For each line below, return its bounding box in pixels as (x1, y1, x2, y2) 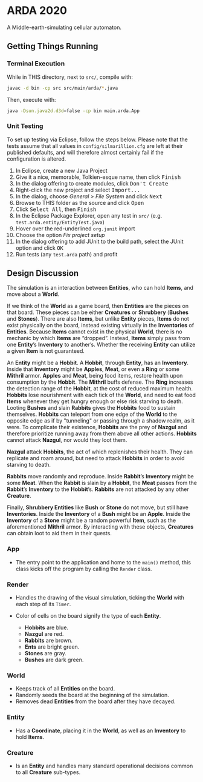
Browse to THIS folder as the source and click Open (15, 199, 144, 206)
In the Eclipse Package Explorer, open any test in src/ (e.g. (15, 212, 163, 219)
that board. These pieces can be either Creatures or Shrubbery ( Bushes (7, 309, 189, 316)
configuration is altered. (7, 155, 66, 162)
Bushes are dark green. (24, 656, 84, 664)
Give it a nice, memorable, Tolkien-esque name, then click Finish (15, 173, 181, 181)
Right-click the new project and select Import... (15, 186, 141, 193)
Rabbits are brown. (24, 637, 73, 644)
